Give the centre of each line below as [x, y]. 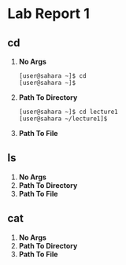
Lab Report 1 [48, 14]
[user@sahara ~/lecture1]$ [63, 119]
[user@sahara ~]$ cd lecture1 [69, 112]
